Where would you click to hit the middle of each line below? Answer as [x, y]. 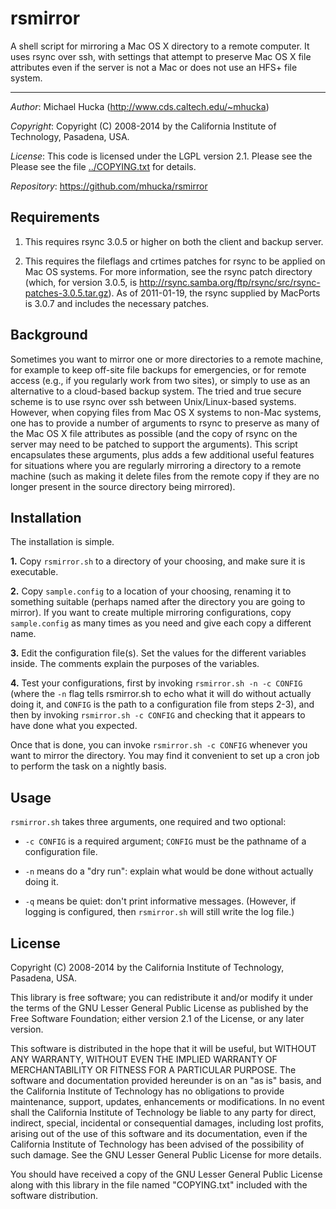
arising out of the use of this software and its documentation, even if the [159, 1133]
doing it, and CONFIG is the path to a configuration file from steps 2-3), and [162, 704]
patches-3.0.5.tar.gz [66, 293]
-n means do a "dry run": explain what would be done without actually [169, 871]
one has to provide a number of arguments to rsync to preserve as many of [165, 423]
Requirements [55, 217]
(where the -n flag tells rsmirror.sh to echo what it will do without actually [161, 694]
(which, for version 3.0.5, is [81, 282]
